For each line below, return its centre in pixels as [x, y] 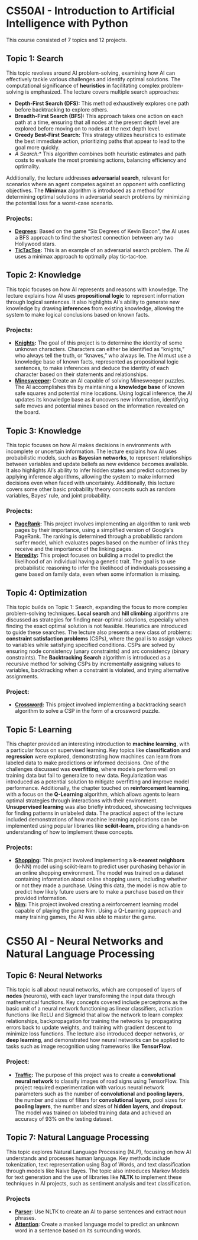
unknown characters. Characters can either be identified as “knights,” [100, 349]
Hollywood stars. [35, 244]
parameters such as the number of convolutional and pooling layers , [99, 1094]
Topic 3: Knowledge [44, 431]
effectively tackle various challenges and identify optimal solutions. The [93, 79]
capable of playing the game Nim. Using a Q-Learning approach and [98, 911]
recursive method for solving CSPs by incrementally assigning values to [94, 664]
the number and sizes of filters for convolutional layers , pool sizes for [100, 1100]
